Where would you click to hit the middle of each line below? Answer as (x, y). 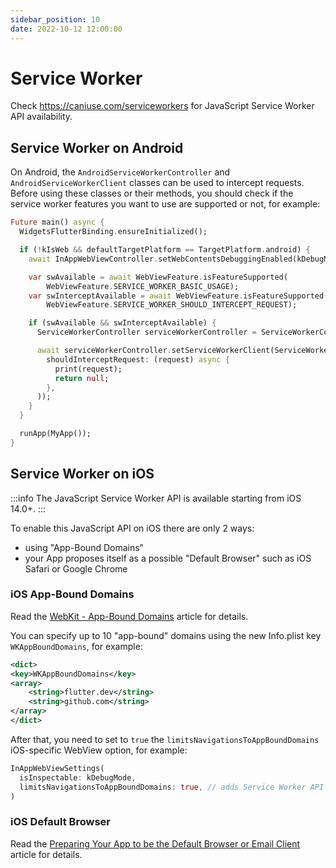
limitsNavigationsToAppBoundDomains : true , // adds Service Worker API (172, 787)
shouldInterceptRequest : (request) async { (138, 359)
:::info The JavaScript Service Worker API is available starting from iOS (156, 498)
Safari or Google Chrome (76, 568)
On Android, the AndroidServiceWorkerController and (120, 172)
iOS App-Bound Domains (72, 594)
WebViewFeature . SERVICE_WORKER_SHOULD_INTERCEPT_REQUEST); (172, 305)
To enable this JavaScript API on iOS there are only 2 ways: (132, 528)
